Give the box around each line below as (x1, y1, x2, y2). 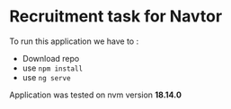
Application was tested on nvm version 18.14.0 (9, 89, 182, 100)
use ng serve (22, 71, 71, 82)
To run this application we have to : (9, 36, 139, 46)
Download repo (22, 53, 80, 63)
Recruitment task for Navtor (9, 6, 223, 27)
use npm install (22, 63, 84, 73)
